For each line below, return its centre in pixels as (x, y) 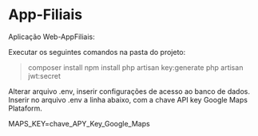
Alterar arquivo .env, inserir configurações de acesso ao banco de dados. (129, 91)
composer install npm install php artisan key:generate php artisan (135, 67)
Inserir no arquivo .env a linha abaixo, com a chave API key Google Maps (128, 99)
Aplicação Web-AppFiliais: (52, 37)
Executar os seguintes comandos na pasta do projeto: (97, 52)
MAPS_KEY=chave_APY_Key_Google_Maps (79, 123)
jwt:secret (44, 76)
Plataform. (25, 108)
